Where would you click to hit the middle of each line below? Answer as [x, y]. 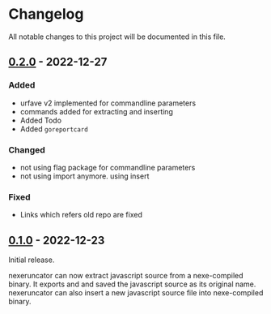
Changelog [46, 14]
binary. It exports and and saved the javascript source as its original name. [132, 284]
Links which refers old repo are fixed [81, 215]
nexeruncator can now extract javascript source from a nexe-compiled [126, 276]
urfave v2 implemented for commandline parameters [108, 103]
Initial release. [32, 260]
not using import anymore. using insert [85, 176]
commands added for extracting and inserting [97, 111]
